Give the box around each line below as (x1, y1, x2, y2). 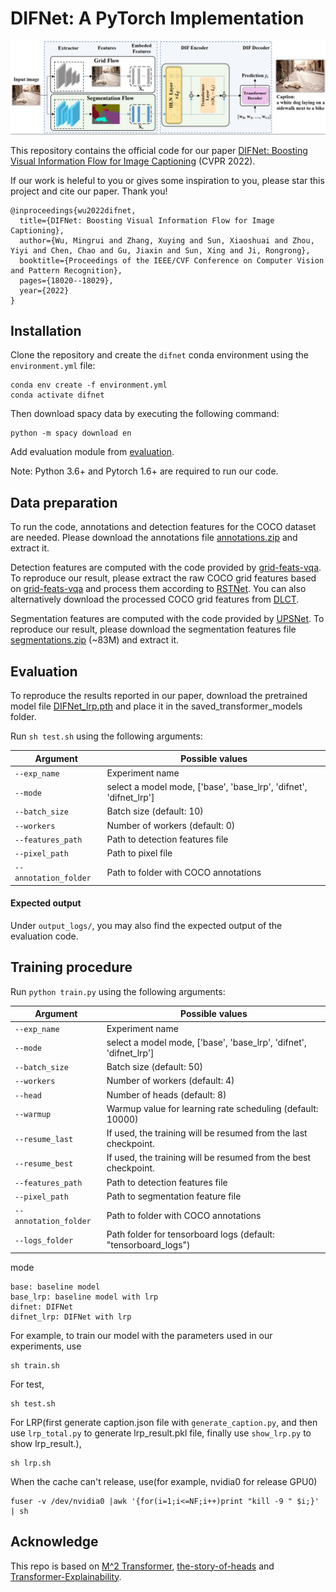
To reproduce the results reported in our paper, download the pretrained (10, 690, 308, 701)
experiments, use (10, 1340, 82, 1352)
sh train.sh (10, 1360, 60, 1371)
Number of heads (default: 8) (106, 1088, 227, 1101)
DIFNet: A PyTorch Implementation (10, 7, 305, 30)
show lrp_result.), (10, 1437, 82, 1449)
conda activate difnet (10, 390, 105, 401)
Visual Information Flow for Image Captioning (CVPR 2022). (10, 155, 256, 167)
